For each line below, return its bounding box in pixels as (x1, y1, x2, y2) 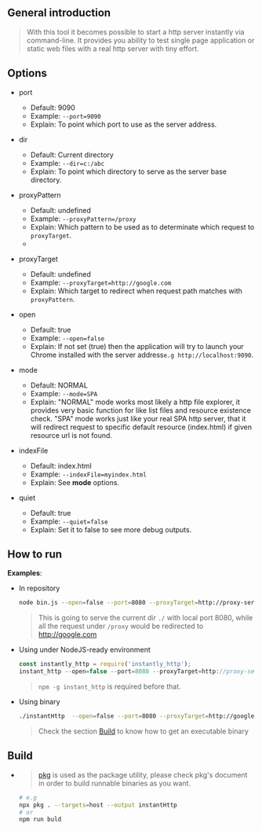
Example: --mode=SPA (30, 388, 98, 398)
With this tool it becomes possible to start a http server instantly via (26, 27, 245, 36)
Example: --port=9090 (30, 111, 101, 120)
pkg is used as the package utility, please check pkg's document (38, 770, 248, 779)
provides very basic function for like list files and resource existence (30, 405, 252, 415)
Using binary (18, 697, 60, 707)
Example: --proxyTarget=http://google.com (30, 278, 172, 287)
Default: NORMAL (30, 381, 88, 390)
